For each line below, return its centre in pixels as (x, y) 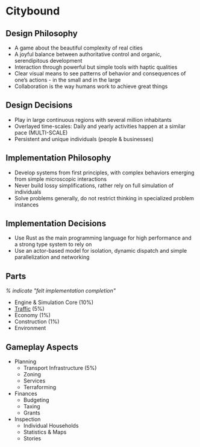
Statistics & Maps (45, 432)
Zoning (32, 375)
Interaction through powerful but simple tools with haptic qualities (96, 67)
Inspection (27, 419)
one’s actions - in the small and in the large (67, 80)
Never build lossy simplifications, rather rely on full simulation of (94, 185)
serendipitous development (48, 61)
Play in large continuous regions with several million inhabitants (93, 119)
